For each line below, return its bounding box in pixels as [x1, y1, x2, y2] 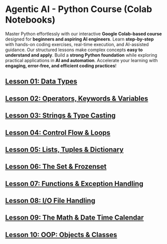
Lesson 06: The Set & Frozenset [5, 162, 107, 171]
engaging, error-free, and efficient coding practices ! [5, 63, 117, 69]
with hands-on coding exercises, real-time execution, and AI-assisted [5, 41, 149, 47]
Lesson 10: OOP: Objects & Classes [5, 230, 117, 239]
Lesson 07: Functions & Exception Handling [5, 179, 144, 188]
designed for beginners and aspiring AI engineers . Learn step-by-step [5, 36, 154, 42]
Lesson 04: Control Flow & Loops [5, 128, 111, 137]
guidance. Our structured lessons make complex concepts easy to [5, 47, 143, 53]
